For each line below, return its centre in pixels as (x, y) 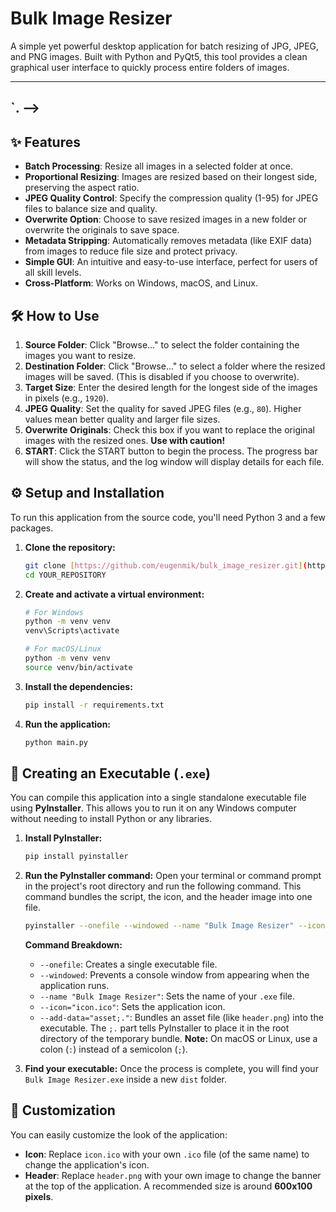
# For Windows (54, 612)
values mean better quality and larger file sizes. (122, 419)
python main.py (56, 742)
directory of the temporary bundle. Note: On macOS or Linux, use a (178, 1039)
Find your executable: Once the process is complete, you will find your (171, 1069)
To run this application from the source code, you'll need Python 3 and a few (168, 517)
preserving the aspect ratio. (82, 188)
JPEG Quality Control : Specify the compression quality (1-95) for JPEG (171, 198)
